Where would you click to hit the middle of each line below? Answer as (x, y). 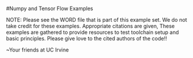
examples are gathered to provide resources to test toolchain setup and (92, 32)
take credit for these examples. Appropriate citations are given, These (90, 26)
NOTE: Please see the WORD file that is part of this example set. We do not (97, 20)
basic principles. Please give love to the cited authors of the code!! (87, 38)
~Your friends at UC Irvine (38, 50)
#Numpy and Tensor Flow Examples (50, 8)
